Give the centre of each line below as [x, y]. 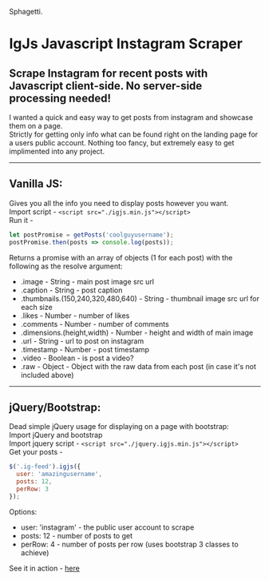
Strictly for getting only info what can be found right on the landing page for [134, 134]
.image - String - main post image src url [87, 281]
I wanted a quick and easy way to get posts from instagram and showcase [131, 117]
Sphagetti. [26, 12]
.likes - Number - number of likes [75, 316]
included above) [47, 375]
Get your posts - [36, 452]
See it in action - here [45, 568]
